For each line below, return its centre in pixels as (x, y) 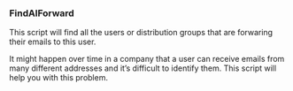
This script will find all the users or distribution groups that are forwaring (141, 33)
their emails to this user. (53, 42)
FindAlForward (42, 13)
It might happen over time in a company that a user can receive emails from (147, 59)
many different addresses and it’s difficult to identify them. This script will (143, 68)
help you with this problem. (59, 78)
